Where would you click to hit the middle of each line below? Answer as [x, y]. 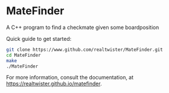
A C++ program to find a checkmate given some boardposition [82, 27]
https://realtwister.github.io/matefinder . [54, 84]
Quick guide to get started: [39, 39]
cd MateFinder [24, 55]
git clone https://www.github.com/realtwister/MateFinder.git [84, 49]
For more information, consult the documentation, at [70, 78]
